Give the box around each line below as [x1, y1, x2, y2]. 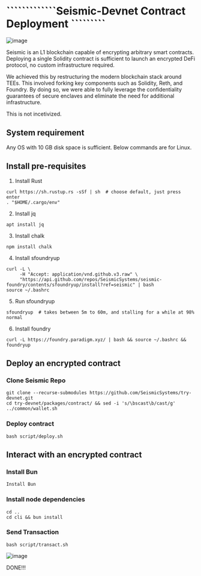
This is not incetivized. [6, 110, 62, 117]
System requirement [6, 128, 85, 138]
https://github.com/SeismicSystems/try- [89, 390, 192, 396]
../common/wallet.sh [6, 406, 58, 412]
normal [6, 314, 23, 320]
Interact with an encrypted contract [6, 450, 142, 460]
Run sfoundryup [14, 297, 55, 305]
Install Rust [14, 177, 43, 184]
